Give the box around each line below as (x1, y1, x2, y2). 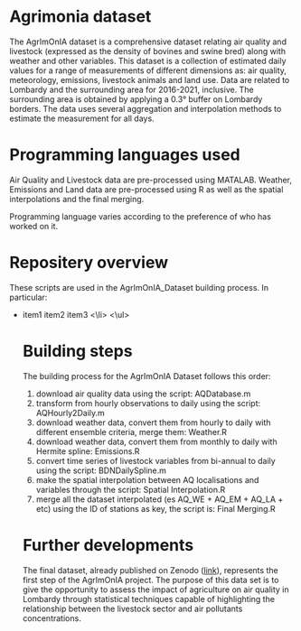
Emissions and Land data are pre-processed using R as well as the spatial (9, 183, 284, 195)
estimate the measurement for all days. (9, 113, 155, 124)
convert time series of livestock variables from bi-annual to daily (35, 455, 276, 466)
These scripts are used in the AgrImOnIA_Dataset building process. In (9, 282, 269, 292)
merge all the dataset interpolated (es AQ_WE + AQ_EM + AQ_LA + (35, 494, 284, 505)
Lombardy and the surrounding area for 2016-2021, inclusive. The (9, 84, 255, 95)
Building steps (22, 341, 133, 361)
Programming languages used (9, 144, 241, 165)
